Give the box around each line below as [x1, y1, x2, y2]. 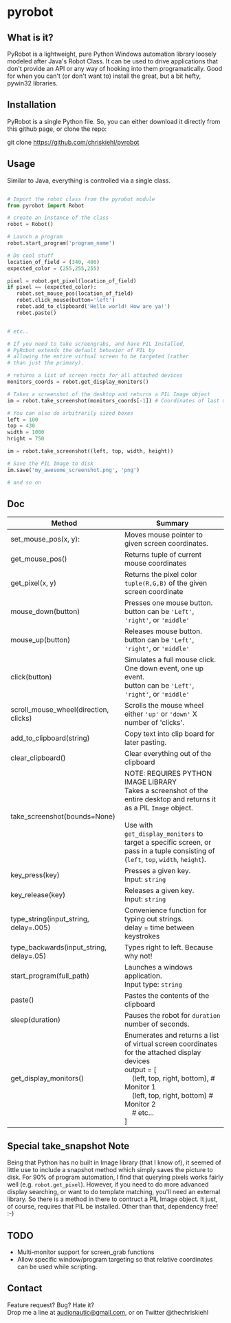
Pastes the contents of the [124, 991, 210, 1001]
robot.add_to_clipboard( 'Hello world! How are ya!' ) [16, 303, 170, 310]
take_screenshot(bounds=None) [10, 812, 115, 821]
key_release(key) [10, 890, 66, 900]
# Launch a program [7, 234, 63, 240]
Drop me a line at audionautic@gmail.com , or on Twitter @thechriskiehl [7, 1308, 208, 1316]
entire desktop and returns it [124, 794, 217, 804]
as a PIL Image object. [124, 803, 194, 813]
